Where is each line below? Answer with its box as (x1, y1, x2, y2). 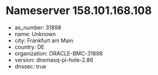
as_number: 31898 (14, 24, 62, 31)
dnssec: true (14, 62, 46, 70)
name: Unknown (14, 30, 56, 37)
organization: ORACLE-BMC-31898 (14, 49, 103, 57)
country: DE (14, 43, 45, 51)
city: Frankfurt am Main (14, 37, 74, 44)
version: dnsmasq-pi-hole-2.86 (14, 56, 94, 63)
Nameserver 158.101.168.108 (5, 4, 152, 18)
